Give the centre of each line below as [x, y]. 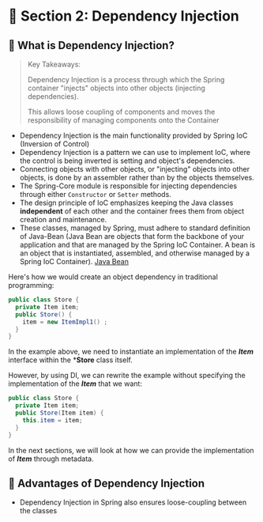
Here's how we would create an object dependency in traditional [113, 277]
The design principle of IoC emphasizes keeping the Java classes [126, 202]
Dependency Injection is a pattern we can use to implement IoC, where [135, 152]
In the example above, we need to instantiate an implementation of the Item [131, 352]
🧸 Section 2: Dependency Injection [124, 16]
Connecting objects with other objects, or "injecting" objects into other [135, 169]
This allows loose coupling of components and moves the [121, 112]
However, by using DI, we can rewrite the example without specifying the [127, 376]
